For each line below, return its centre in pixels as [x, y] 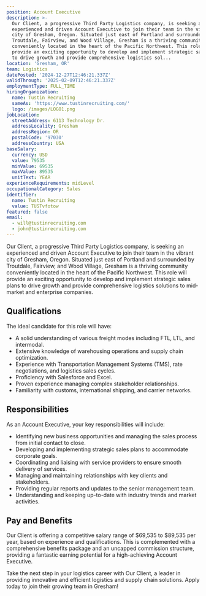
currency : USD [30, 155]
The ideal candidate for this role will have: [59, 326]
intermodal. [30, 344]
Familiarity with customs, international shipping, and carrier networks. [103, 390]
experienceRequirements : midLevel [51, 184]
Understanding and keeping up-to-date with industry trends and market [106, 495]
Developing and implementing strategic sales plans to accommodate [102, 449]
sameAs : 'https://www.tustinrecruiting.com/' [71, 103]
